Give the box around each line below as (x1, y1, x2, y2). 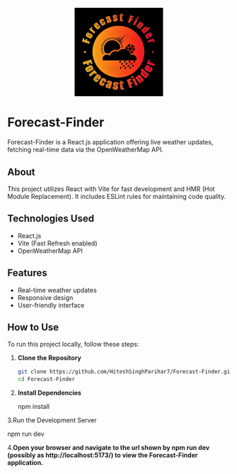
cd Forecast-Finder (17, 376, 76, 383)
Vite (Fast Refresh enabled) (17, 238, 98, 248)
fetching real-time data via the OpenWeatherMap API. (7, 146, 164, 154)
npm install (17, 403, 50, 411)
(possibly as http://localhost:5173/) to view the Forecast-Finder (7, 451, 198, 460)
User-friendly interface (17, 301, 85, 309)
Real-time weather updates (17, 286, 97, 294)
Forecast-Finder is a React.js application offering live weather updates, (7, 138, 214, 146)
